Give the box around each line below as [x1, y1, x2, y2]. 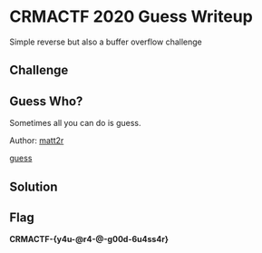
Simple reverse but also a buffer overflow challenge [9, 36, 202, 47]
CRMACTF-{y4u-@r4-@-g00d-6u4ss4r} [9, 234, 170, 245]
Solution [9, 179, 58, 194]
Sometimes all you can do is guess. [9, 118, 141, 129]
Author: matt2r [9, 135, 64, 146]
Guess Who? [9, 93, 83, 109]
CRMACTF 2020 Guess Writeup [9, 6, 254, 27]
